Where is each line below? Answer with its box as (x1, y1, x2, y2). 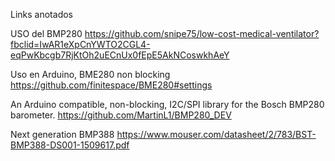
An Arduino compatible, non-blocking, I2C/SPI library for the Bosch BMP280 (10, 99, 325, 110)
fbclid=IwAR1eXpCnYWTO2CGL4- (10, 39, 151, 50)
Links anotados (10, 9, 73, 20)
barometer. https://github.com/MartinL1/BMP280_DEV (10, 109, 232, 121)
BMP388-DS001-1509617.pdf (10, 139, 130, 151)
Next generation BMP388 (10, 129, 115, 140)
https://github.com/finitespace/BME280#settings (10, 79, 213, 91)
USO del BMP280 (10, 28, 83, 39)
